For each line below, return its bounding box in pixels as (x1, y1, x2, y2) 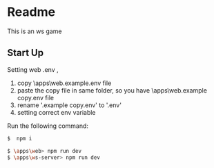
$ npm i (7, 135, 32, 142)
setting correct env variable (17, 108, 96, 116)
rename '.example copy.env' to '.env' (17, 101, 122, 109)
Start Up (7, 47, 43, 59)
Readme (7, 4, 56, 20)
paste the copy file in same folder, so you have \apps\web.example (17, 86, 207, 94)
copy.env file (17, 93, 54, 102)
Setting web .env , (7, 65, 59, 73)
